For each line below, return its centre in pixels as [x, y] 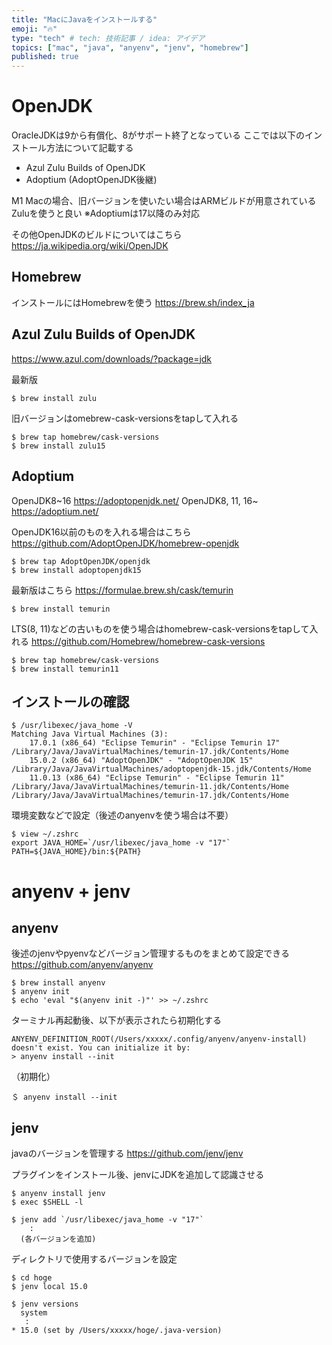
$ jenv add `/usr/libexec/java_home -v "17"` [107, 1220]
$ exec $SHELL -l [47, 1202]
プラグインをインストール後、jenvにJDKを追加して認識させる [138, 1175]
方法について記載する [89, 148]
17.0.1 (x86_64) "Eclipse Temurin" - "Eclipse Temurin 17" [155, 743]
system [34, 1313]
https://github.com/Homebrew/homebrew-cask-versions [148, 641]
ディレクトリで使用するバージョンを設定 [94, 1259]
